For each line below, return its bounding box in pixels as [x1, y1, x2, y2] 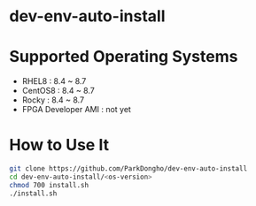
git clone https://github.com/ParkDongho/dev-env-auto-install [9, 164, 248, 173]
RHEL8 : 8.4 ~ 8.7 [21, 76, 87, 87]
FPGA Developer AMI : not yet [21, 104, 131, 115]
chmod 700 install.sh [9, 180, 89, 189]
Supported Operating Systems [9, 47, 238, 67]
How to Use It [9, 135, 109, 156]
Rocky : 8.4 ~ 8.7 [21, 95, 85, 105]
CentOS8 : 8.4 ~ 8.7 [21, 86, 95, 96]
